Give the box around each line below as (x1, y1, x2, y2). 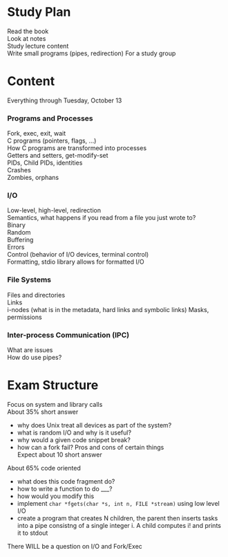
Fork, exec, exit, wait (7, 129, 66, 138)
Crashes (7, 166, 31, 174)
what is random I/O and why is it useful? (17, 428, 132, 437)
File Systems (7, 275, 52, 284)
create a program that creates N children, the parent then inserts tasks (17, 514, 218, 522)
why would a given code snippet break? (17, 436, 131, 444)
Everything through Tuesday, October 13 (7, 96, 122, 104)
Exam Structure (7, 378, 99, 393)
